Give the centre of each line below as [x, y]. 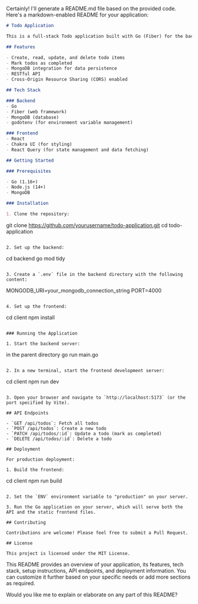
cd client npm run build [34, 481]
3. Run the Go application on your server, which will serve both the [95, 507]
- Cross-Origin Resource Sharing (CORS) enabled [67, 80]
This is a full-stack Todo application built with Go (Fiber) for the [95, 36]
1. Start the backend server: [43, 344]
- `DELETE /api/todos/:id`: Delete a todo [59, 439]
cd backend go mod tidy [36, 258]
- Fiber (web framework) [37, 111]
